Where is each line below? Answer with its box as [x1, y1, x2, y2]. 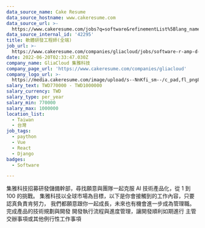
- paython [12, 134, 37, 140]
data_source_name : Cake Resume [6, 9, 86, 15]
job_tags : [6, 128, 32, 134]
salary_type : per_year [6, 94, 64, 100]
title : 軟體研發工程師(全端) [6, 37, 72, 43]
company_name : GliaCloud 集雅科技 [6, 60, 90, 66]
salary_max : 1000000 [6, 105, 59, 112]
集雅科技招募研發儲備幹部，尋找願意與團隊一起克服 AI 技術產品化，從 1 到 [6, 185, 191, 192]
